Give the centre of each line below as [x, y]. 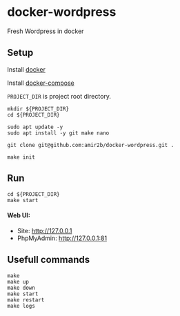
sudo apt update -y [35, 127]
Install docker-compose [41, 83]
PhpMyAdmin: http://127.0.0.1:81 [62, 238]
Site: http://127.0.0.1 [44, 230]
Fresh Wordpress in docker [46, 31]
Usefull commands [49, 260]
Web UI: [19, 215]
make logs [21, 306]
